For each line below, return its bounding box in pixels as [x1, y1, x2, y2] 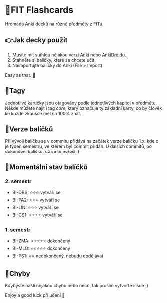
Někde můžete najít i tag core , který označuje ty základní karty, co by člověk [5, 105, 162, 111]
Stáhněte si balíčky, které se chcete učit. [12, 57, 96, 63]
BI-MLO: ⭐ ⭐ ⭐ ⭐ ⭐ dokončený [12, 245, 71, 251]
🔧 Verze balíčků [5, 125, 53, 133]
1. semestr [5, 226, 31, 233]
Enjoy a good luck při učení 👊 [5, 292, 65, 298]
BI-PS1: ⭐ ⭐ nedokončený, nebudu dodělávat [12, 253, 104, 259]
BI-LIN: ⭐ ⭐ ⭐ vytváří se [12, 204, 59, 211]
